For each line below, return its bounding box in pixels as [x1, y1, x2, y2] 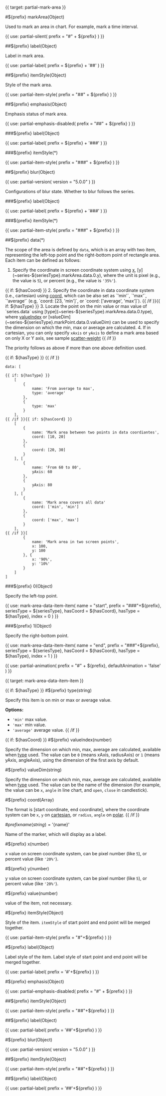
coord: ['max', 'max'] [31, 517, 79, 522]
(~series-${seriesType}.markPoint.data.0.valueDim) [5, 319, 111, 325]
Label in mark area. [5, 53, 45, 59]
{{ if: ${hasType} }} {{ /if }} [5, 355, 60, 360]
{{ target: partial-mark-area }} [5, 5, 66, 10]
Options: [5, 707, 24, 713]
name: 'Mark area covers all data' [31, 500, 106, 505]
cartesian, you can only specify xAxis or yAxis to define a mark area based [5, 330, 159, 336]
